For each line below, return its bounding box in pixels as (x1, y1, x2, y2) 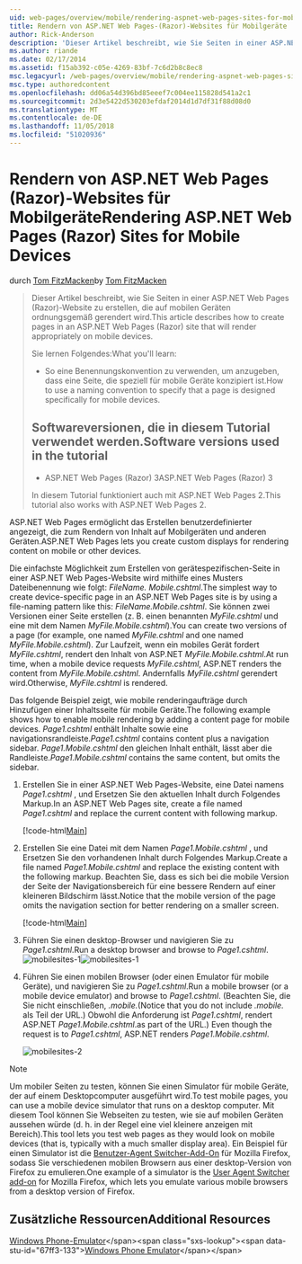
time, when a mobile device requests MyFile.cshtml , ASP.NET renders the (9, 658, 282, 669)
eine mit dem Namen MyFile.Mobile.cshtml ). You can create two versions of (9, 619, 288, 630)
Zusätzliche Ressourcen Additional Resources (9, 1212, 271, 1227)
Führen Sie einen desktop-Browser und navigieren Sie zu (22, 934, 234, 945)
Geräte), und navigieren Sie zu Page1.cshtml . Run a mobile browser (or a (22, 981, 289, 992)
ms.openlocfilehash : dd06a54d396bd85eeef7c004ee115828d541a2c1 (9, 88, 252, 97)
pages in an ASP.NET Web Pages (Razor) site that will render (31, 321, 257, 332)
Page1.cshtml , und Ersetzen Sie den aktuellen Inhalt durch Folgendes (22, 788, 280, 799)
